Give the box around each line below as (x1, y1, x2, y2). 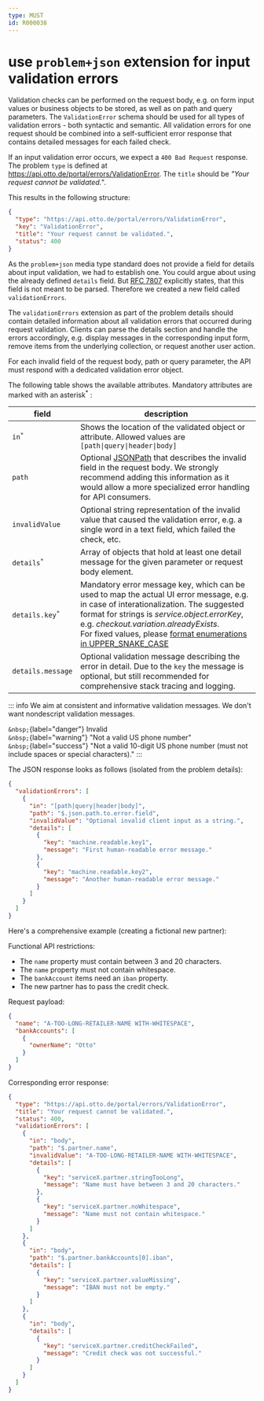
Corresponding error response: (8, 1077, 109, 1087)
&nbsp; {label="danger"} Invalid (8, 725, 108, 734)
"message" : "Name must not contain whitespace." (42, 1210, 206, 1218)
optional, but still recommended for (79, 671, 210, 682)
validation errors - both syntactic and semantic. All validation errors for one (8, 120, 251, 130)
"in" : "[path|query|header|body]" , (28, 802, 146, 810)
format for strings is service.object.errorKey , (79, 609, 244, 620)
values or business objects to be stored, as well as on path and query (8, 104, 233, 113)
